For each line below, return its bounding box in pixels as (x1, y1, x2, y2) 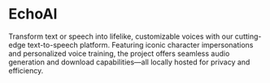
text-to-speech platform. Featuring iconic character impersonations (27, 39, 254, 49)
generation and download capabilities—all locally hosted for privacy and (8, 57, 250, 67)
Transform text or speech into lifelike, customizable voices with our (8, 31, 233, 41)
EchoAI (8, 5, 58, 23)
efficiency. (8, 65, 44, 75)
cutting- (234, 31, 262, 41)
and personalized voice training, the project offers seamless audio (8, 48, 230, 58)
